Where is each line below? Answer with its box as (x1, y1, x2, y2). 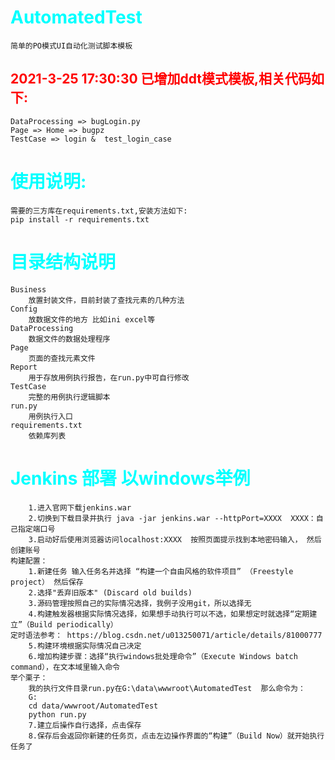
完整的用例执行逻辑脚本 (28, 392, 111, 402)
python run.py (28, 709, 87, 720)
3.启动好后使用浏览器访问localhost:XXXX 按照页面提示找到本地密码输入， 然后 (28, 534, 322, 545)
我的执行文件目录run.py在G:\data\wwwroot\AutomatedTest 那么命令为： (28, 683, 306, 693)
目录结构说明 (10, 251, 117, 273)
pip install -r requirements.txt (10, 214, 150, 225)
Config (10, 304, 38, 314)
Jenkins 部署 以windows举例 (10, 467, 251, 490)
